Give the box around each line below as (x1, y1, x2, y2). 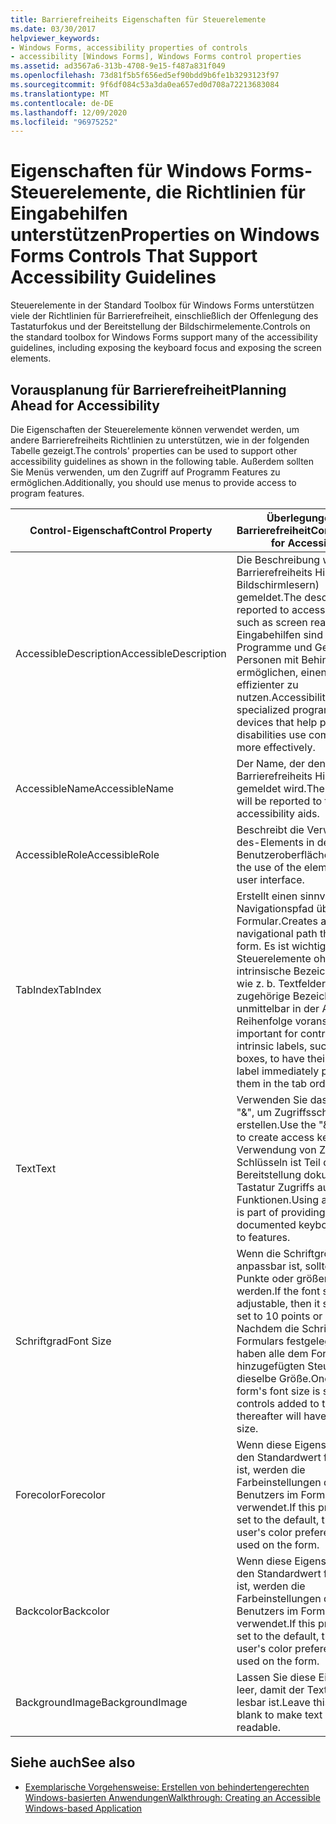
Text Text (15, 1162, 57, 1175)
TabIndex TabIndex (15, 983, 102, 996)
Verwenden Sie (236, 1093, 308, 1106)
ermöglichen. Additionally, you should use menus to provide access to (10, 477, 297, 488)
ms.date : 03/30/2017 (10, 24, 97, 34)
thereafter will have (236, 1409, 327, 1423)
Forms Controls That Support (10, 245, 258, 268)
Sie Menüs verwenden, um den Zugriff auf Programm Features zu (10, 466, 281, 478)
